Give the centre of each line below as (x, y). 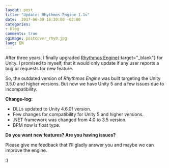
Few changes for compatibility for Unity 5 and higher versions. (78, 114)
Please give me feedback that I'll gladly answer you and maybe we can (80, 145)
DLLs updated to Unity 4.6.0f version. (52, 109)
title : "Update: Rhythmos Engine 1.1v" (48, 15)
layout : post (19, 10)
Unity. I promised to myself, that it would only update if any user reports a (82, 63)
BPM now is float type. (36, 125)
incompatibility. (21, 89)
